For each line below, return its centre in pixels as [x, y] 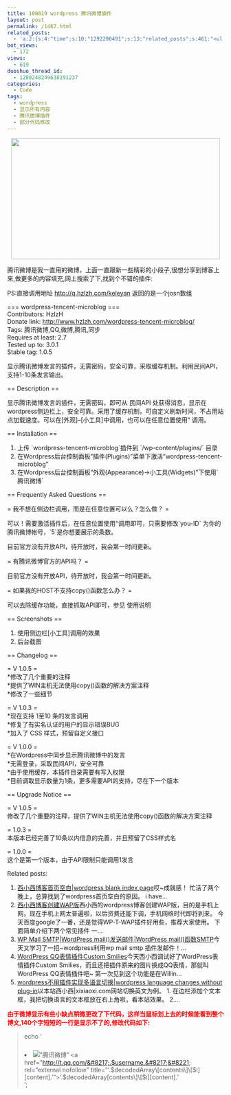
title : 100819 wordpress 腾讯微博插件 [59, 13]
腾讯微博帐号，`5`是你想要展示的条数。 [62, 532]
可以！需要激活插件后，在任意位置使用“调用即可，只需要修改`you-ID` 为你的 [114, 523]
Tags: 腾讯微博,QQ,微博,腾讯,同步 [54, 329]
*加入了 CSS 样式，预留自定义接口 [56, 733]
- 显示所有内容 [32, 109]
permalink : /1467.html [40, 26]
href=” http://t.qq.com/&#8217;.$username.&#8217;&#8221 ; [107, 1062]
